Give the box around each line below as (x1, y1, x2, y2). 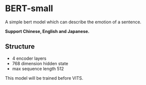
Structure (5, 42, 35, 51)
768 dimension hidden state (12, 60, 68, 66)
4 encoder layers (12, 55, 47, 61)
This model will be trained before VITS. (5, 75, 83, 81)
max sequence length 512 (12, 66, 64, 71)
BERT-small (5, 3, 53, 14)
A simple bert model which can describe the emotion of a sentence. (5, 19, 142, 25)
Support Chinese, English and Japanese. (5, 28, 90, 34)
